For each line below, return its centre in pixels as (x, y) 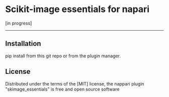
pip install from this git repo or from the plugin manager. (63, 56)
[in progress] (19, 23)
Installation (23, 44)
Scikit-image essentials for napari (77, 9)
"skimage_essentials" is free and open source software (62, 89)
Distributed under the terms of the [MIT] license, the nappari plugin (75, 83)
